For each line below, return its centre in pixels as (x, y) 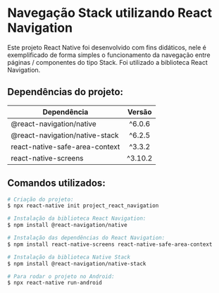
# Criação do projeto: (40, 199)
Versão (139, 112)
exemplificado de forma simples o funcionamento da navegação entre (109, 55)
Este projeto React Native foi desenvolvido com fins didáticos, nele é (107, 47)
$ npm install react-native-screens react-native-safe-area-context (110, 244)
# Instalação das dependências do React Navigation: (86, 238)
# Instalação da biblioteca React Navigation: (77, 219)
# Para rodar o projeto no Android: (61, 276)
